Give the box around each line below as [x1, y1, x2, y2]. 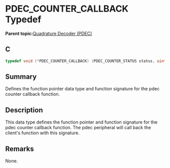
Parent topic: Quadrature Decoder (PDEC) [5, 30, 93, 36]
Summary [5, 73, 37, 81]
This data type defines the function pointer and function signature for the [5, 119, 158, 125]
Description [5, 105, 43, 114]
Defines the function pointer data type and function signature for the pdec [5, 86, 160, 92]
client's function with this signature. [5, 130, 80, 136]
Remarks [5, 144, 34, 153]
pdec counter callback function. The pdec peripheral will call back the [5, 125, 151, 131]
